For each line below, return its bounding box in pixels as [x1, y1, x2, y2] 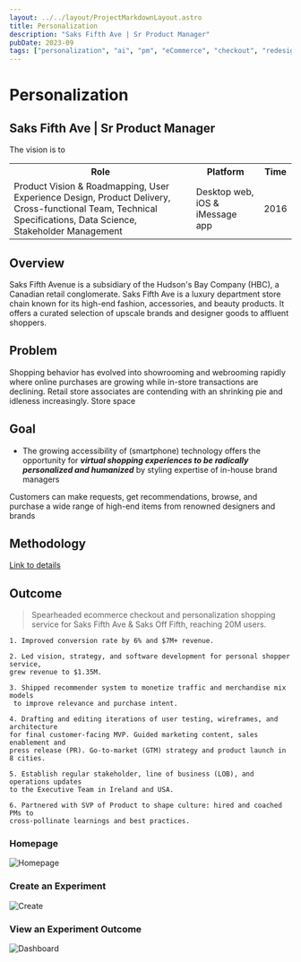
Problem [9, 343, 58, 358]
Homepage [9, 837, 58, 850]
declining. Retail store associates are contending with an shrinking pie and [9, 386, 284, 397]
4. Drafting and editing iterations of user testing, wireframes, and [9, 715, 279, 724]
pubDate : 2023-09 [9, 38, 74, 47]
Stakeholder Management [13, 225, 123, 237]
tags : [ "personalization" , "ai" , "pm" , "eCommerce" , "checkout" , [9, 47, 259, 56]
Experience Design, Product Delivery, [13, 192, 171, 204]
